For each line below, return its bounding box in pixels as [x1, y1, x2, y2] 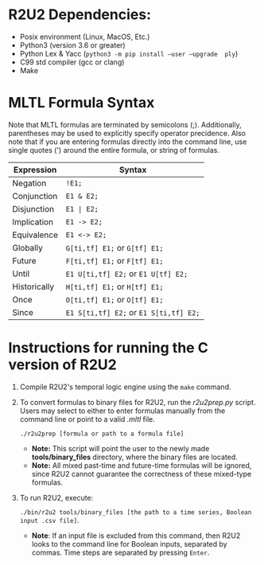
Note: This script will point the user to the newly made [31, 443, 210, 453]
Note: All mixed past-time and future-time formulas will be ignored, [31, 460, 252, 470]
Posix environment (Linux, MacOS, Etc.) [19, 32, 150, 41]
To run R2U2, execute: [19, 493, 94, 502]
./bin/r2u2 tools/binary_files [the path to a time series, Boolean [19, 508, 252, 516]
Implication [12, 216, 54, 228]
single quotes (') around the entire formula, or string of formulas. [8, 145, 220, 154]
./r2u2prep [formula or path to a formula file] [19, 430, 184, 438]
